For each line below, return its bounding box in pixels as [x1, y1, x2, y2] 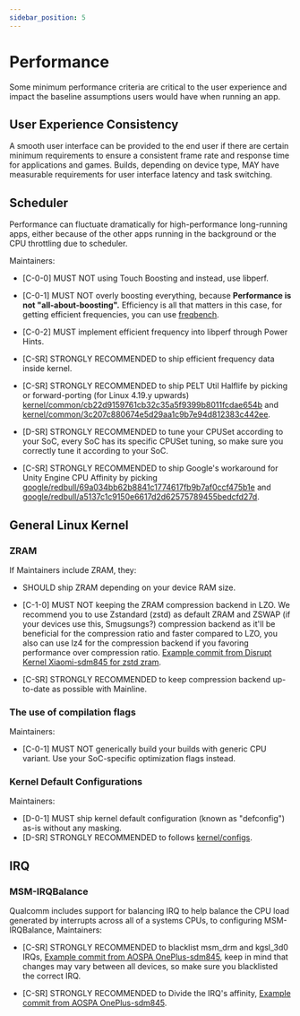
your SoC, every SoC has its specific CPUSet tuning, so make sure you [21, 436, 284, 447]
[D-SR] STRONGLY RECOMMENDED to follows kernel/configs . [21, 832, 253, 843]
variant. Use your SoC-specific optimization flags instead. [21, 753, 236, 764]
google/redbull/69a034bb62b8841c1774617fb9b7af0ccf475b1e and [21, 482, 271, 493]
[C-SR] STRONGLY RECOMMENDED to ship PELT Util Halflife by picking [21, 380, 288, 391]
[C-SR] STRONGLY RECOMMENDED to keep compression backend [21, 673, 271, 684]
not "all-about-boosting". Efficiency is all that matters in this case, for [21, 300, 283, 310]
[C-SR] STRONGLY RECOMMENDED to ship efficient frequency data [21, 353, 275, 364]
